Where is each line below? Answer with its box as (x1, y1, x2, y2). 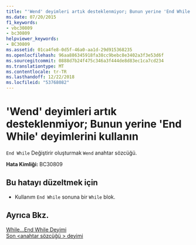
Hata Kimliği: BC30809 (6, 160, 63, 167)
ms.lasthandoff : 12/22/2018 (6, 74, 75, 80)
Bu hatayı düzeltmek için (6, 177, 98, 188)
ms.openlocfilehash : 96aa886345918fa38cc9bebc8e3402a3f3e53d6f (6, 52, 164, 58)
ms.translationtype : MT (6, 63, 65, 69)
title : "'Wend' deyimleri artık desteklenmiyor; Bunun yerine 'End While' (6, 8, 193, 15)
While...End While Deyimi (6, 226, 67, 233)
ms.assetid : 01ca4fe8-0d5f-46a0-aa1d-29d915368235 (6, 47, 133, 53)
